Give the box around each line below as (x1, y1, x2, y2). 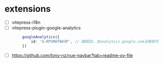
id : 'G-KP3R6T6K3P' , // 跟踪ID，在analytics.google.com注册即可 (30, 39, 159, 44)
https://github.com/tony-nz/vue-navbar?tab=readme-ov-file (11, 52, 133, 58)
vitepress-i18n (11, 19, 41, 25)
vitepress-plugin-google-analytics (11, 25, 81, 31)
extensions (4, 3, 51, 15)
